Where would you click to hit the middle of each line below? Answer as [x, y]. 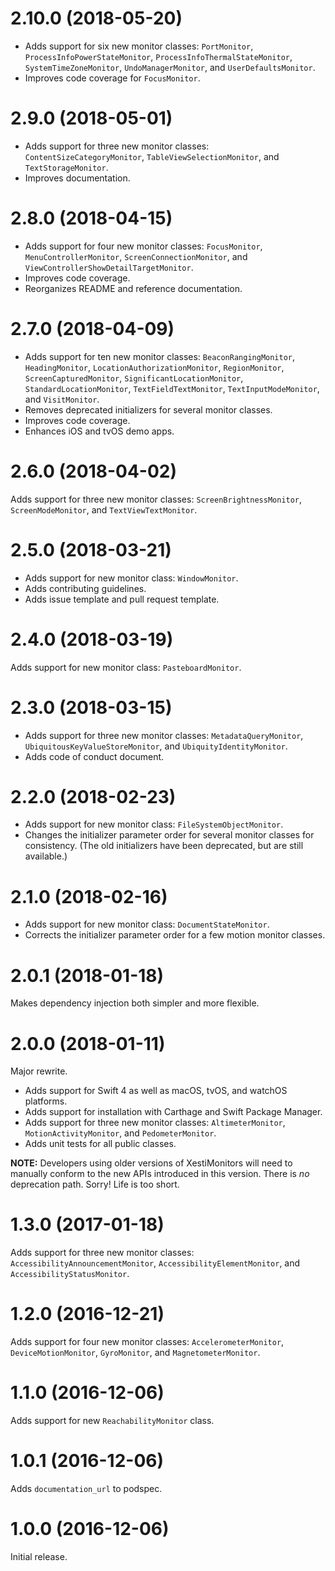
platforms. [46, 1101]
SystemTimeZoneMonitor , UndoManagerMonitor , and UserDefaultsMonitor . [170, 67]
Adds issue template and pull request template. [122, 599]
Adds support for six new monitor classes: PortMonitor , [139, 46]
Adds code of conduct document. [94, 756]
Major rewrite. [39, 1071]
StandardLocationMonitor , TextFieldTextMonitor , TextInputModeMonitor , [172, 388]
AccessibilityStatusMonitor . [70, 1274]
